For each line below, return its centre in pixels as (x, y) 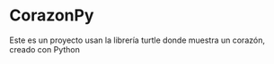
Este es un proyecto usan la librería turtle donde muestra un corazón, (137, 40)
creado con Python (45, 49)
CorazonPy (52, 16)
